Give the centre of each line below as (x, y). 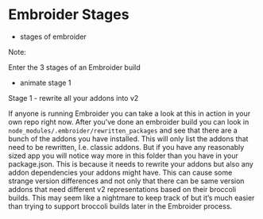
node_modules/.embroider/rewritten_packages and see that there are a (123, 130)
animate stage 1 (45, 83)
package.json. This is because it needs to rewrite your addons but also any (131, 163)
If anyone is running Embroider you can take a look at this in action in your (130, 113)
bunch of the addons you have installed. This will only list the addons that (128, 138)
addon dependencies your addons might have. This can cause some (120, 172)
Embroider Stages (69, 15)
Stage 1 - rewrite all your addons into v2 (73, 98)
